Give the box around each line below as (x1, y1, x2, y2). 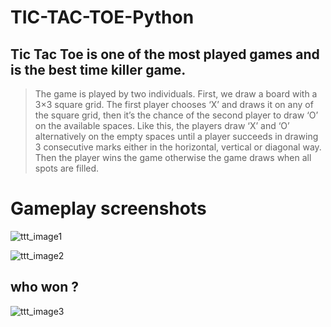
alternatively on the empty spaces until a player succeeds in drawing (34, 131, 319, 142)
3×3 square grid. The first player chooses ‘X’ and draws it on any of (34, 99, 314, 110)
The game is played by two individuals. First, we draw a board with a (34, 88, 318, 100)
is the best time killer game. (10, 61, 187, 78)
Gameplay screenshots (10, 197, 207, 220)
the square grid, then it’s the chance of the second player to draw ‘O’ (34, 109, 319, 121)
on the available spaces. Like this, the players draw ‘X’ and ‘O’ (34, 120, 290, 131)
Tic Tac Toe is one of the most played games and (10, 46, 320, 63)
